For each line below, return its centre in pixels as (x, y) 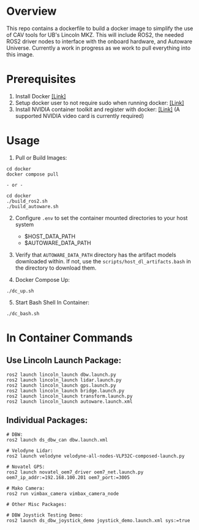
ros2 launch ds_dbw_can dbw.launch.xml (57, 440)
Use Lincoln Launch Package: (64, 360)
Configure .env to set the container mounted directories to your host (101, 218)
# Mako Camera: (26, 488)
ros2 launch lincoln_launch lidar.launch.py (64, 380)
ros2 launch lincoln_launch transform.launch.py (69, 396)
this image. (20, 54)
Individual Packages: (47, 420)
